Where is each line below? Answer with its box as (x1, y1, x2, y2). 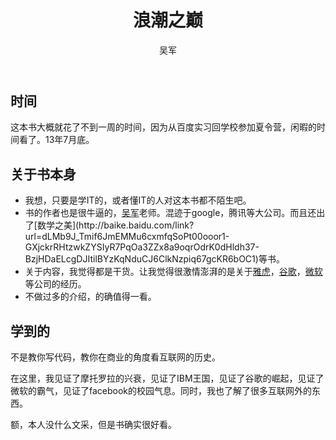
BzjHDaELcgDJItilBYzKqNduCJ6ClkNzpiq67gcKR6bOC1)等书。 (24, 253, 285, 265)
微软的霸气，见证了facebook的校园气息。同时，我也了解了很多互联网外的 (10, 384, 313, 396)
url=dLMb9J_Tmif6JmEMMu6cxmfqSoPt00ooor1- (24, 231, 230, 243)
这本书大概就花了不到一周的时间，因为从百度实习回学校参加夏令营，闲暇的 (10, 121, 317, 133)
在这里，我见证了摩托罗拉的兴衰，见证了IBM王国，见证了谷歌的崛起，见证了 (10, 372, 325, 384)
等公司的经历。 (24, 278, 87, 290)
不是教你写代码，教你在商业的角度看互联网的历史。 (10, 351, 221, 363)
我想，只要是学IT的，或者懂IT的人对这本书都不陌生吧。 (24, 194, 252, 206)
